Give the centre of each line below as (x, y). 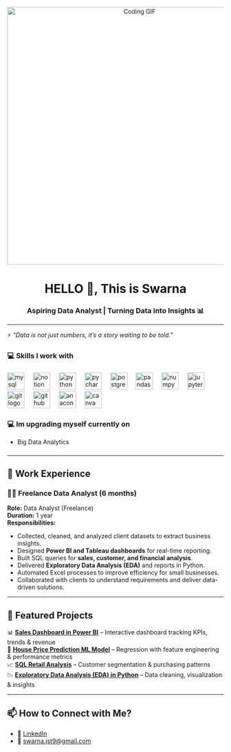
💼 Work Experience (49, 473)
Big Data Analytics (43, 442)
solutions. (51, 587)
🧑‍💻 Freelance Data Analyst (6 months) (72, 493)
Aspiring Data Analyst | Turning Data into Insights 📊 (115, 311)
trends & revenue (32, 642)
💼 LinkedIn (32, 733)
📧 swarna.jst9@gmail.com (54, 741)
